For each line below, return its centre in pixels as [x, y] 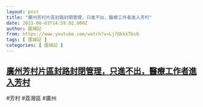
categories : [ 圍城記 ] [35, 46]
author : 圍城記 [24, 29]
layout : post [23, 12]
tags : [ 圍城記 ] [27, 40]
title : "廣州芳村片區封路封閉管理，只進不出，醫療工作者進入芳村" [79, 17]
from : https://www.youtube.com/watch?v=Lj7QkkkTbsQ [72, 34]
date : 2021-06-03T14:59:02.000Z [47, 23]
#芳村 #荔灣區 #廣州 [31, 98]
